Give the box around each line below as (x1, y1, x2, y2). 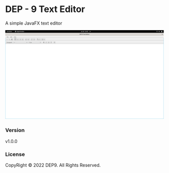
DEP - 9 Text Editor (5, 4, 86, 15)
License (5, 150, 25, 157)
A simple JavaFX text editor (5, 20, 62, 26)
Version (5, 127, 25, 134)
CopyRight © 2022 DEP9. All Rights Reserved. (5, 162, 101, 168)
